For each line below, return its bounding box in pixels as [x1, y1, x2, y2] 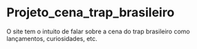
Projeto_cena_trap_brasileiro [6, 5, 175, 20]
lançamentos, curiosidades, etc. [6, 34, 97, 42]
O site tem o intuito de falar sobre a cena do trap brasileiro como [6, 27, 191, 35]
